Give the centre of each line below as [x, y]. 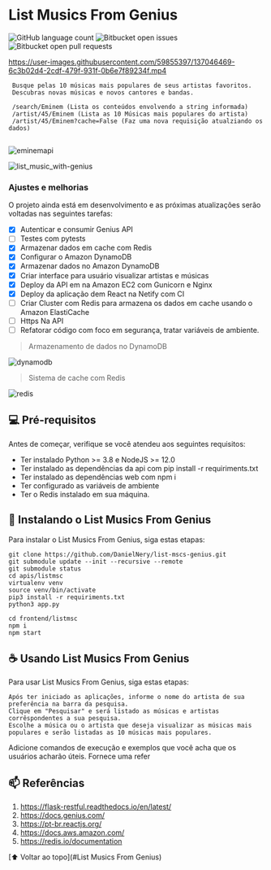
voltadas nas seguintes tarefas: [61, 214]
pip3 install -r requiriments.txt [67, 597]
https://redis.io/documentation [71, 842]
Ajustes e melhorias [49, 187]
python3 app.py [34, 604]
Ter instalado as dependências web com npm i [98, 477]
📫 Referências [47, 783]
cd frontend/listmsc [43, 619]
